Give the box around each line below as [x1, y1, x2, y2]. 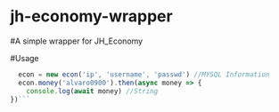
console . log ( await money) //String [26, 86, 159, 95]
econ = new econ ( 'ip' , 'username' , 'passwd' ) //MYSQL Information [18, 69, 270, 79]
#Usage [10, 52, 39, 63]
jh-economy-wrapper [10, 6, 173, 27]
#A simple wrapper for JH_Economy [10, 36, 144, 46]
